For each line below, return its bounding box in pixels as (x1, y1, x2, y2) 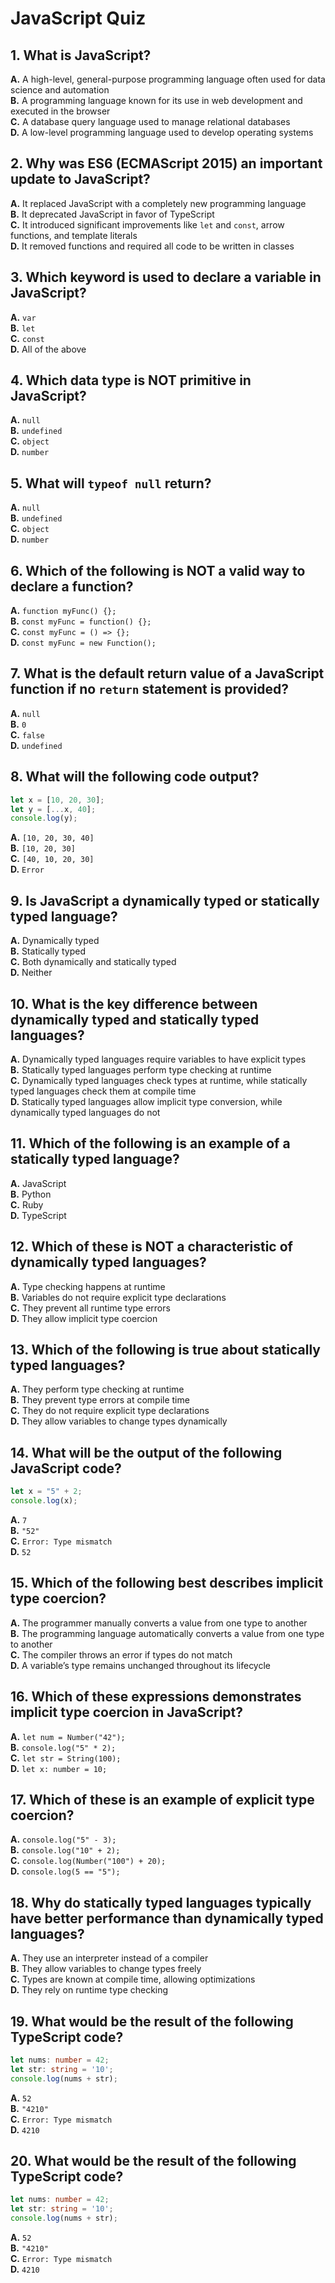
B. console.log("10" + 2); (10, 1844, 121, 1856)
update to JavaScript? (10, 171, 151, 188)
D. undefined (10, 739, 63, 751)
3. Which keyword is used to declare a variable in (10, 269, 322, 286)
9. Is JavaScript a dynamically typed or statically (10, 892, 320, 909)
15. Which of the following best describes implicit (10, 1575, 324, 1592)
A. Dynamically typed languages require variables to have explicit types (10, 1053, 307, 1065)
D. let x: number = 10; (10, 1762, 108, 1774)
